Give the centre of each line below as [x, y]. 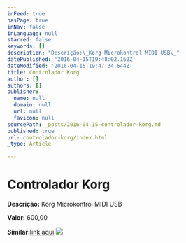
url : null [28, 111]
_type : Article [29, 144]
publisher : [23, 92]
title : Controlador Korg [43, 72]
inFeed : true [26, 14]
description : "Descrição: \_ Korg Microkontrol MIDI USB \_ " [93, 53]
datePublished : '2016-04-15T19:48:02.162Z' [72, 60]
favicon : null [34, 118]
